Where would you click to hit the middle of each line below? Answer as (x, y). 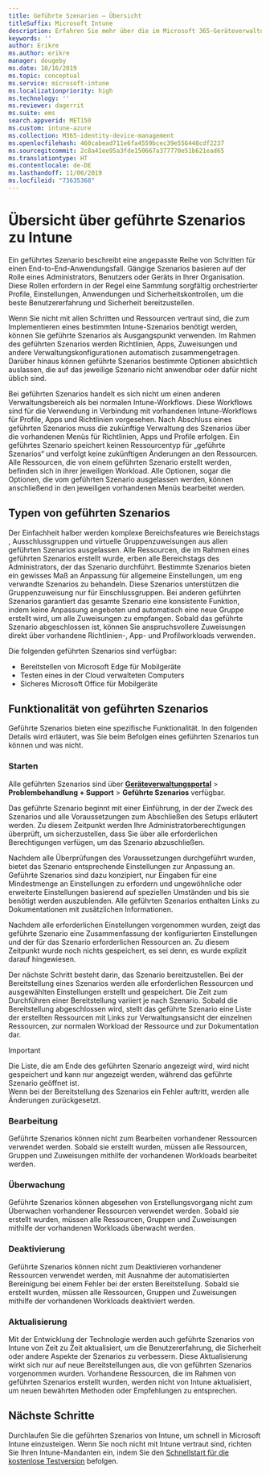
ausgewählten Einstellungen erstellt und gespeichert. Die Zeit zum (118, 992)
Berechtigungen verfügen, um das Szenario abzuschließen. (106, 842)
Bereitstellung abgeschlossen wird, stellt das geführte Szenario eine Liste (130, 1008)
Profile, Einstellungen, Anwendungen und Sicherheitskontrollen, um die (126, 294)
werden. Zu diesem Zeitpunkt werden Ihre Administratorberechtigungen (127, 825)
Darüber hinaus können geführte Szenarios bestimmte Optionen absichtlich (133, 361)
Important (25, 1050)
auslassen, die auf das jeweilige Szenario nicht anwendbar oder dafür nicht (133, 369)
